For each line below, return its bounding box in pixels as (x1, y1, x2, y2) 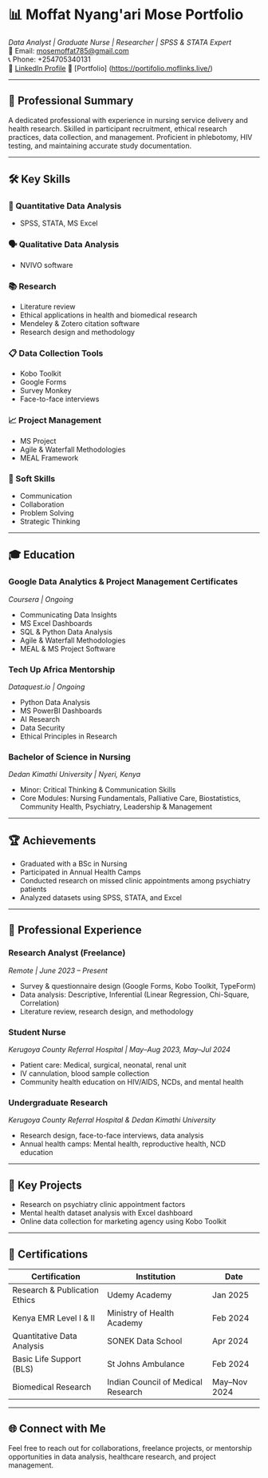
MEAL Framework (19, 452, 79, 463)
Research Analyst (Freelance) (8, 947, 126, 958)
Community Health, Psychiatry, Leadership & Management (19, 802, 213, 811)
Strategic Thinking (19, 516, 81, 526)
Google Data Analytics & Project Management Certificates (8, 576, 238, 588)
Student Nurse (8, 1026, 66, 1038)
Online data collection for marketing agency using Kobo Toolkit (19, 1217, 227, 1226)
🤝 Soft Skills (8, 472, 56, 484)
